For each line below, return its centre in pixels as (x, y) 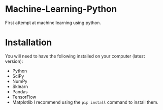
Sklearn (20, 86)
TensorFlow (24, 97)
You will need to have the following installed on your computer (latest (75, 56)
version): (14, 61)
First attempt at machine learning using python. (53, 23)
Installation (29, 42)
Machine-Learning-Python (61, 9)
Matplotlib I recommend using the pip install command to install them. (85, 102)
